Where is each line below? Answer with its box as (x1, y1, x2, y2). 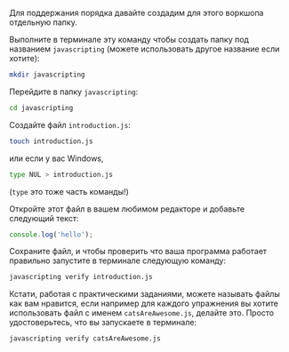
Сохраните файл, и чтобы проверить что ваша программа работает (9, 246, 268, 257)
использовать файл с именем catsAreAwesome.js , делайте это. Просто (9, 308, 275, 318)
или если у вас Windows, (9, 153, 104, 164)
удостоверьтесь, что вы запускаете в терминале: (9, 317, 197, 328)
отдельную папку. (9, 17, 77, 28)
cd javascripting (9, 103, 74, 112)
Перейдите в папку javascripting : (9, 86, 139, 97)
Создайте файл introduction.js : (9, 119, 131, 130)
